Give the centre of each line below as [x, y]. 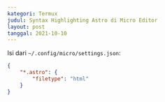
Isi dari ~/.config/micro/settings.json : [64, 53]
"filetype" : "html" [61, 79]
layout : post [26, 27]
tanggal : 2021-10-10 [37, 33]
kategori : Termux [33, 14]
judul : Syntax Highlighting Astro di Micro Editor [82, 20]
